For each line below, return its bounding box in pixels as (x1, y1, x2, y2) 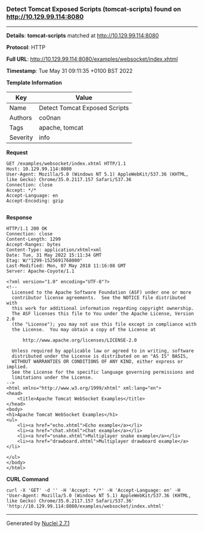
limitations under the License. (12, 374, 94, 381)
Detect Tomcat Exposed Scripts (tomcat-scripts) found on (6, 5, 181, 13)
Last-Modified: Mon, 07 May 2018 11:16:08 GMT (6, 263, 126, 269)
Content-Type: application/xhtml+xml (6, 247, 102, 253)
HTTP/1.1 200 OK (6, 225, 47, 232)
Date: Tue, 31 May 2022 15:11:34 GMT (6, 252, 102, 258)
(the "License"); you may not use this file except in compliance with (12, 322, 197, 328)
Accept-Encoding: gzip (6, 198, 64, 204)
